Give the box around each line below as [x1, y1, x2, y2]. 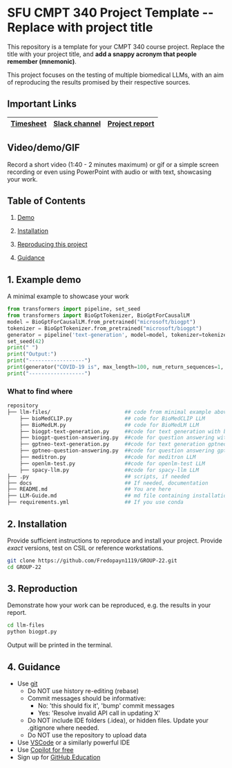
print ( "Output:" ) [7, 351, 57, 358]
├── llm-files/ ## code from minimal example [7, 408, 212, 415]
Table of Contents [7, 195, 86, 207]
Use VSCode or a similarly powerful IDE [17, 738, 130, 747]
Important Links [7, 98, 77, 110]
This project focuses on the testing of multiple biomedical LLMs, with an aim [7, 71, 224, 79]
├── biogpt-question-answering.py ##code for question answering [19, 435, 215, 442]
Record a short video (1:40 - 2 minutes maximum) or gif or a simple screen [7, 160, 219, 168]
